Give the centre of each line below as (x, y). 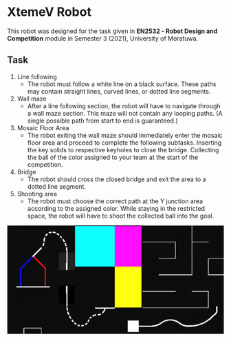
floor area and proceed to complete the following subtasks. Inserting (124, 143)
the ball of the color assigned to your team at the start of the (113, 157)
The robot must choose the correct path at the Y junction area (115, 201)
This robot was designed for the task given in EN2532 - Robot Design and (112, 31)
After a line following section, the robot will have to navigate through (124, 106)
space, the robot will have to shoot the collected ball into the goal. (121, 216)
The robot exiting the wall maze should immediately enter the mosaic (125, 135)
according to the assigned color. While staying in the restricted (116, 208)
